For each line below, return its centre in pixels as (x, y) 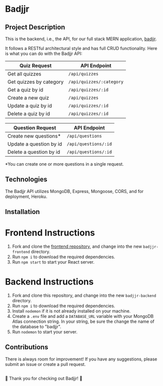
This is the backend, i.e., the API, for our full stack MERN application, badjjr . (81, 39)
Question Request (35, 128)
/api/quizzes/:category (96, 82)
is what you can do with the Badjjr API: (44, 53)
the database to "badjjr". (37, 327)
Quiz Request (35, 66)
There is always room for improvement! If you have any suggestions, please (81, 359)
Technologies (26, 180)
